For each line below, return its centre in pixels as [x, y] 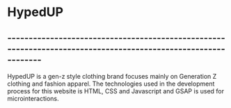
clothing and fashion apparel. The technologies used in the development [111, 84]
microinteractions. [33, 99]
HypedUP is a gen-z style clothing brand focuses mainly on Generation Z [112, 76]
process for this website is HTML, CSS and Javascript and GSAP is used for [116, 91]
